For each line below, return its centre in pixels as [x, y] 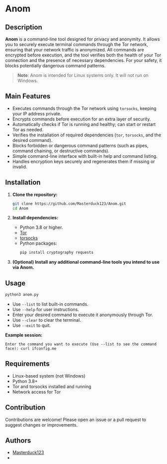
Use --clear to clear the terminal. [46, 320]
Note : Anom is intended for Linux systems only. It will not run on [83, 75]
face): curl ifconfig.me [31, 348]
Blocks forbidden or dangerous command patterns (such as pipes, [80, 145]
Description [24, 27]
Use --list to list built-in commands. [50, 304]
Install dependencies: [35, 218]
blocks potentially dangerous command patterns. [55, 66]
